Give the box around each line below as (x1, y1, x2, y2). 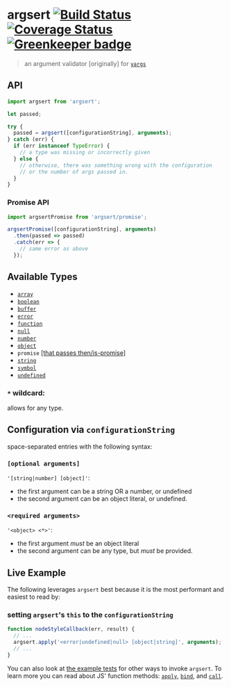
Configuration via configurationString (7, 424, 176, 436)
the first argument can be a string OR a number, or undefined (17, 487, 192, 496)
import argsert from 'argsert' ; (7, 98, 101, 105)
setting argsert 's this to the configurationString (7, 610, 173, 620)
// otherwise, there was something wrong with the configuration (19, 162, 213, 169)
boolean (17, 298, 40, 305)
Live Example (7, 567, 66, 579)
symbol (17, 365, 37, 372)
